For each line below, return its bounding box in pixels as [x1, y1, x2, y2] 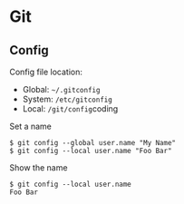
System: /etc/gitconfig [22, 93, 113, 104]
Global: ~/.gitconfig [22, 84, 101, 94]
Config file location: [9, 66, 83, 77]
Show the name [9, 162, 68, 173]
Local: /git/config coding [22, 103, 119, 114]
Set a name [9, 121, 53, 131]
